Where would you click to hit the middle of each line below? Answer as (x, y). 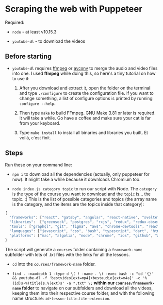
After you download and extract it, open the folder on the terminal (85, 88)
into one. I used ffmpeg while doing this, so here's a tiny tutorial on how (84, 73)
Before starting (28, 57)
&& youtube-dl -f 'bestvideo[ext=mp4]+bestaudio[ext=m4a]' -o (76, 278)
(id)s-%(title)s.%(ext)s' (38, 283)
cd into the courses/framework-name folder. (54, 264)
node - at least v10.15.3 (34, 32)
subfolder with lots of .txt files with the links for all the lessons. (67, 254)
